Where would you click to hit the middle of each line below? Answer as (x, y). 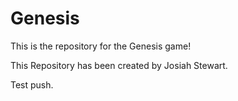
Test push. (32, 84)
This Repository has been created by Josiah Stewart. (119, 65)
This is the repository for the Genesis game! (101, 46)
